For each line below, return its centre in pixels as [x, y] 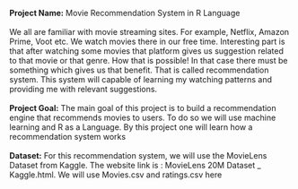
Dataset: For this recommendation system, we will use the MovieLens [138, 155]
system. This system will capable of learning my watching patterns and [140, 79]
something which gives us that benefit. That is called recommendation [139, 70]
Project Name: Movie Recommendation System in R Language [125, 13]
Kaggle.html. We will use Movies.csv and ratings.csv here [116, 175]
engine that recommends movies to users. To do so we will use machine [143, 117]
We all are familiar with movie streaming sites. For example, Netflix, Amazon [149, 32]
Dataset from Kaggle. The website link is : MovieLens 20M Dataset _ [136, 165]
